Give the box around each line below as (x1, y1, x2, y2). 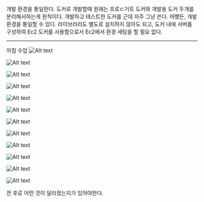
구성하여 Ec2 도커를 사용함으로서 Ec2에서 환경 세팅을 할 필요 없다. (6, 28, 163, 35)
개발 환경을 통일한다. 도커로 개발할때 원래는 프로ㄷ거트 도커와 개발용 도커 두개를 (6, 5, 194, 12)
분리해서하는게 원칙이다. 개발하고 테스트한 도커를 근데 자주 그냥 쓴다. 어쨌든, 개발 (6, 13, 197, 20)
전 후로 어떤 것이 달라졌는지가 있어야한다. (6, 189, 104, 197)
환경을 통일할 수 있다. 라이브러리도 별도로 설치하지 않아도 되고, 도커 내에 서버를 (6, 21, 192, 27)
